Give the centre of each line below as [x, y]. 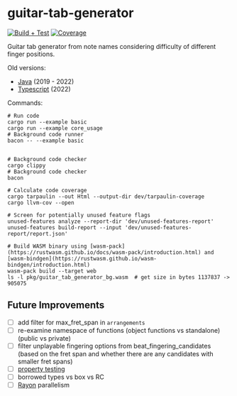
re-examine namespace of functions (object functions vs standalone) [119, 330]
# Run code [23, 116]
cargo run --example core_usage [55, 128]
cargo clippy [27, 165]
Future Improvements [56, 306]
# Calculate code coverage [47, 190]
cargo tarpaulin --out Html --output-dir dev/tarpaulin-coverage [106, 197]
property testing [41, 369]
